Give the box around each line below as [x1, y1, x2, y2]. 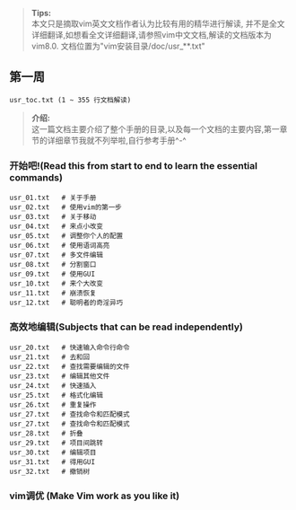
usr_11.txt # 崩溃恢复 [9, 289, 97, 298]
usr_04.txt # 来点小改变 [9, 222, 103, 232]
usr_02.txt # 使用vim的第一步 [9, 203, 123, 212]
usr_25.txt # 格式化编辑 [9, 391, 103, 400]
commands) [9, 171, 63, 183]
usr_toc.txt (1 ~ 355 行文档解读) [9, 95, 132, 104]
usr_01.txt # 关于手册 [9, 193, 97, 203]
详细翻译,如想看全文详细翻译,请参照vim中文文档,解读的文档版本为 [30, 30, 272, 40]
